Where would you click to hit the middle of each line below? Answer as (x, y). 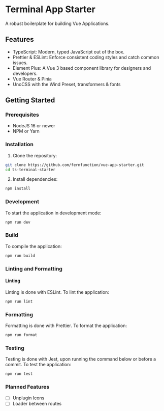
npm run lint (19, 302)
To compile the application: (34, 246)
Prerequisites (22, 115)
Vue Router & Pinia (32, 79)
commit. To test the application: (38, 365)
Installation (20, 145)
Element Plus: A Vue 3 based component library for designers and (82, 68)
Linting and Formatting (34, 268)
